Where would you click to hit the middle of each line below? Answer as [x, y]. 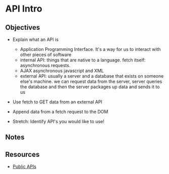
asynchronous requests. [45, 65]
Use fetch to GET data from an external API [57, 102]
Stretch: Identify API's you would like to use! [58, 121]
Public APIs [24, 166]
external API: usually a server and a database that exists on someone [92, 76]
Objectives [23, 27]
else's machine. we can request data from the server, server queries [91, 81]
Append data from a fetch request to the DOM [60, 112]
